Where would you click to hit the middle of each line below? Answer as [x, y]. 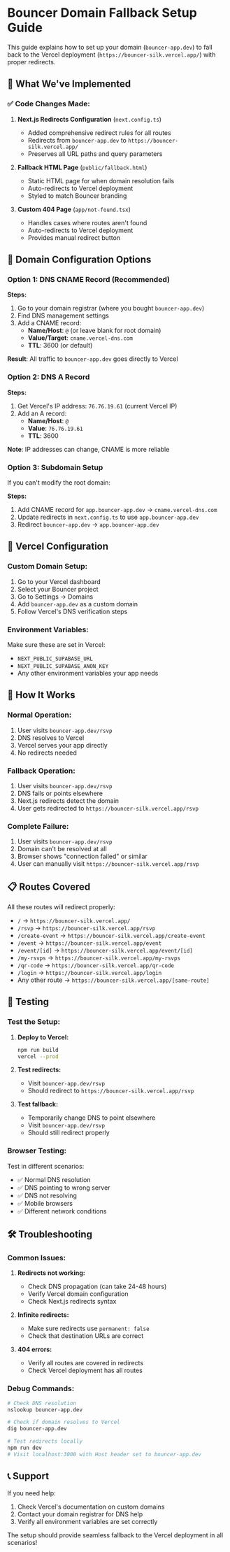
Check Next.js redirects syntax [72, 1302]
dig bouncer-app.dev [37, 1429]
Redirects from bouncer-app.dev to [77, 140]
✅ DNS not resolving [47, 1195]
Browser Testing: [37, 1151]
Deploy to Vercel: [43, 1037]
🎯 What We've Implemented [69, 84]
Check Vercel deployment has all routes [85, 1371]
